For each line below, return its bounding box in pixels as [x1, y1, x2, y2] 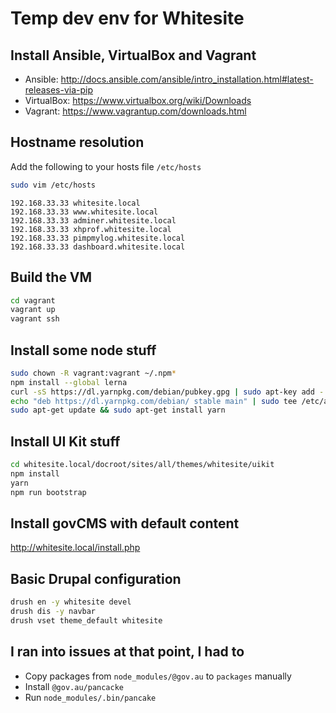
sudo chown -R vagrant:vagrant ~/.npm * [10, 368, 177, 378]
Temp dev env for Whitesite [10, 7, 245, 30]
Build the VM [10, 269, 93, 286]
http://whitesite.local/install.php [10, 542, 141, 554]
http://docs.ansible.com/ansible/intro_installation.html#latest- [60, 73, 314, 85]
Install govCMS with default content [10, 515, 240, 532]
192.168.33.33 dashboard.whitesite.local [10, 242, 186, 252]
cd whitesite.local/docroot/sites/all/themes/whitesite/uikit [10, 460, 275, 470]
